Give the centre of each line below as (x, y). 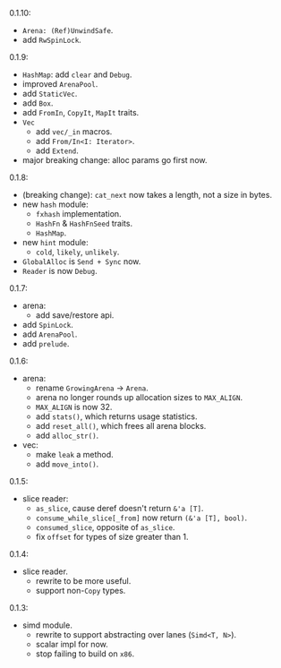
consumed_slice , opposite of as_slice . (105, 527)
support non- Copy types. (81, 591)
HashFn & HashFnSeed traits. (84, 223)
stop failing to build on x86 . (85, 654)
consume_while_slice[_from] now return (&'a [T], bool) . (141, 518)
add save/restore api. (75, 315)
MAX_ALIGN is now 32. (74, 407)
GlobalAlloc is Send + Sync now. (81, 261)
